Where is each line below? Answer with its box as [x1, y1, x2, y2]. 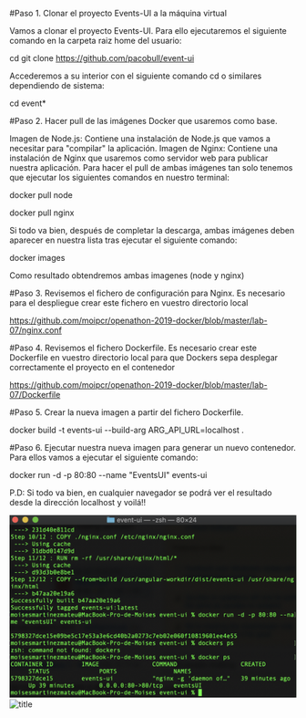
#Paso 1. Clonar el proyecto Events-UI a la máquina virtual [9, 8, 228, 18]
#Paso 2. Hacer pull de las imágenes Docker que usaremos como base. [9, 116, 278, 126]
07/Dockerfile [9, 390, 61, 400]
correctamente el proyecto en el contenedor [9, 362, 176, 372]
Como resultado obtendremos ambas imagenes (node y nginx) [9, 270, 245, 281]
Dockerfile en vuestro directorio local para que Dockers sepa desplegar [9, 352, 279, 363]
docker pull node [9, 190, 73, 200]
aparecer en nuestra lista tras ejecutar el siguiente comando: [9, 234, 238, 245]
